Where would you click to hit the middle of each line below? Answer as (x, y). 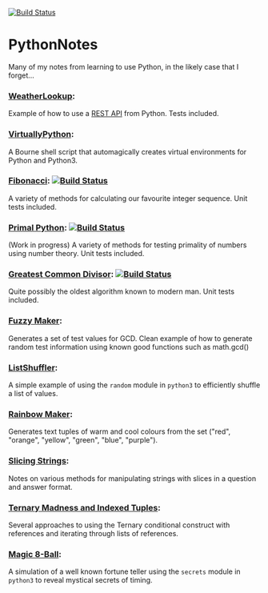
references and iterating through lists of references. (93, 533)
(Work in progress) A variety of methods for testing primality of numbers (128, 245)
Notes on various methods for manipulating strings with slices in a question (132, 478)
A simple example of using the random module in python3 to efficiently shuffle (134, 385)
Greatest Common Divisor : (61, 274)
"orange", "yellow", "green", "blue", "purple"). (83, 440)
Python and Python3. (43, 160)
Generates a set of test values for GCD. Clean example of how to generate (131, 338)
